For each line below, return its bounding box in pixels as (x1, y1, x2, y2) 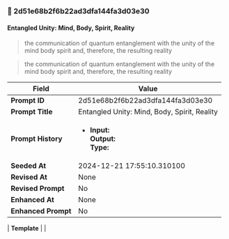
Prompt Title (10, 107, 53, 117)
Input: (90, 125, 110, 135)
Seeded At (10, 161, 47, 171)
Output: (90, 134, 116, 144)
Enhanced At (10, 195, 54, 205)
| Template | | (7, 224, 47, 233)
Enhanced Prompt (10, 206, 72, 216)
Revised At (10, 172, 47, 182)
